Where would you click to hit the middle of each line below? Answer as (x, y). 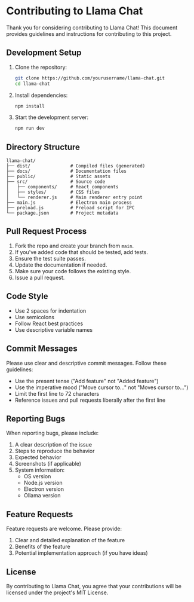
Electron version (44, 489)
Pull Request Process (47, 231)
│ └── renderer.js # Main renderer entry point (75, 198)
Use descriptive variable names (54, 329)
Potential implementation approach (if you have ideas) (81, 553)
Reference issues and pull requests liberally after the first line (90, 400)
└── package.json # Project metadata (62, 213)
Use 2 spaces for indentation (50, 311)
